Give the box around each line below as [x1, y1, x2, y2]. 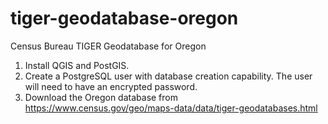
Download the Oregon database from [24, 91, 178, 103]
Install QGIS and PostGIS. [24, 59, 130, 71]
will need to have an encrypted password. [24, 80, 198, 92]
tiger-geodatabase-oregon [10, 7, 239, 30]
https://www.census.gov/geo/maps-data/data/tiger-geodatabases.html [24, 102, 318, 114]
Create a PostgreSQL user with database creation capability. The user [24, 70, 313, 82]
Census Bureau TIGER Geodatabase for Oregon [10, 40, 207, 52]
